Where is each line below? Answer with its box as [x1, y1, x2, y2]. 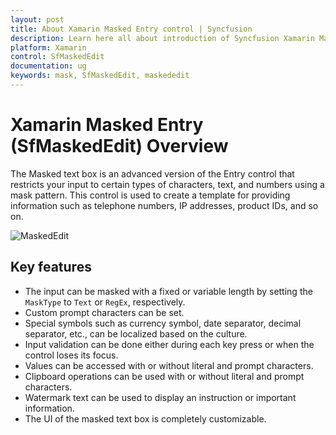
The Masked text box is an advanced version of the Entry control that [10, 167, 295, 180]
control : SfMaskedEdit [10, 52, 105, 62]
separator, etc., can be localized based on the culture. [24, 327, 248, 340]
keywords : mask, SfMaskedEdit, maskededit [10, 71, 190, 81]
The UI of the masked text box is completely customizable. [24, 412, 267, 425]
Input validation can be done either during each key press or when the [24, 338, 315, 350]
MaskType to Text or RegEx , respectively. [24, 296, 186, 308]
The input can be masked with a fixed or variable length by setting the [24, 285, 313, 297]
